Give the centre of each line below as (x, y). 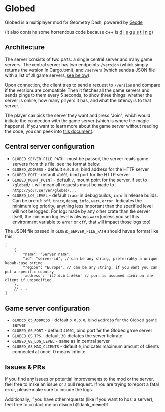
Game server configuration (48, 308)
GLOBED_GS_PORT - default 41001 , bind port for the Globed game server (82, 331)
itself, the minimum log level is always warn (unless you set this (76, 216)
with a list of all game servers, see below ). (48, 75)
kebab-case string (24, 263)
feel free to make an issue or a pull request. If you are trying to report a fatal (82, 384)
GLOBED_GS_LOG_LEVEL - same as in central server (61, 341)
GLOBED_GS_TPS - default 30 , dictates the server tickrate (67, 336)
